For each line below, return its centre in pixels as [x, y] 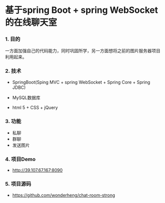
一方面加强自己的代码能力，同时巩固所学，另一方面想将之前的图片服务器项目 [83, 51]
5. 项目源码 [18, 184]
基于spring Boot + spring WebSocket [82, 10]
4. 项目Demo [20, 159]
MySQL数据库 [26, 97]
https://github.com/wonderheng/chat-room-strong [64, 195]
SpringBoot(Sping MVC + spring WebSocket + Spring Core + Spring [81, 82]
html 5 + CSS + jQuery [35, 107]
